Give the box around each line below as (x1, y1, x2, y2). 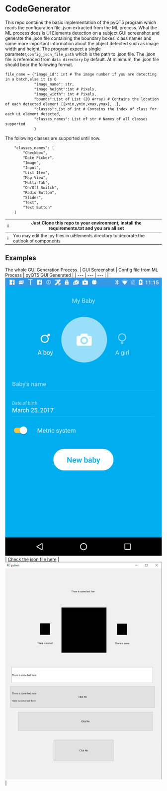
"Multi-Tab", (23, 180, 50, 185)
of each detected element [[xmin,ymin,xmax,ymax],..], (5, 101, 121, 107)
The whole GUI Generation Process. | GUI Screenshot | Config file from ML (5, 267, 158, 273)
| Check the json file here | (5, 557, 60, 562)
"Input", (23, 165, 41, 170)
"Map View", (23, 175, 48, 180)
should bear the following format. (5, 62, 74, 68)
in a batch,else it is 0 (5, 76, 57, 82)
